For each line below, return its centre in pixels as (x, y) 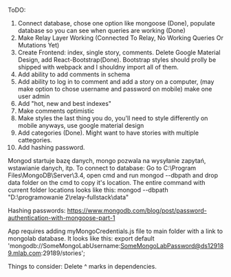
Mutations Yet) (38, 45)
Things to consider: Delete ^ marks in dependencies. (82, 266)
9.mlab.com (25, 253)
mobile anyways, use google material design (81, 125)
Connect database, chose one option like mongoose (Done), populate (116, 23)
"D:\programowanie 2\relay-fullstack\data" (68, 197)
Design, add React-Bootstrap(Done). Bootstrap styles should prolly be (117, 60)
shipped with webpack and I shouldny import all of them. (98, 67)
